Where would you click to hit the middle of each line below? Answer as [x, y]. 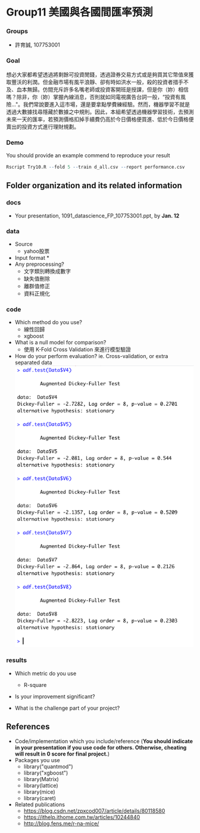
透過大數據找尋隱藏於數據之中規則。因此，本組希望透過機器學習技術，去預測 [100, 111]
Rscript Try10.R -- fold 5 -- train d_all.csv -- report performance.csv [96, 167]
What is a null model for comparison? [60, 343]
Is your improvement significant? [55, 696]
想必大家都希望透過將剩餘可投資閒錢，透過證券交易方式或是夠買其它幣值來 [97, 74]
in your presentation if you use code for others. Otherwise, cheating [101, 747]
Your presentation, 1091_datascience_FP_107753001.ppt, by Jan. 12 [97, 216]
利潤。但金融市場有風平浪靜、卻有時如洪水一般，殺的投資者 [100, 82]
